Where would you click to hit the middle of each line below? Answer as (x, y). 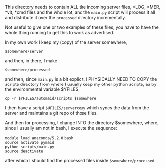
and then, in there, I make (31, 61)
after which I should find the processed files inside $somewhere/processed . (80, 160)
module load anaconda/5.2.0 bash (39, 138)
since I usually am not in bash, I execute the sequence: (61, 128)
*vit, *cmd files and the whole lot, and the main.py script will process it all (80, 12)
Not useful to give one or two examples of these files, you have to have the (82, 27)
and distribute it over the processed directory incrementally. (66, 18)
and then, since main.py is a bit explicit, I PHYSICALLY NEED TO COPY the (81, 79)
